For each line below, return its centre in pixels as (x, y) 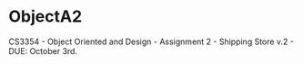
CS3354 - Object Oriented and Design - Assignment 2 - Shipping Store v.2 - (151, 41)
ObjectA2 (45, 17)
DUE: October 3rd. (43, 50)
